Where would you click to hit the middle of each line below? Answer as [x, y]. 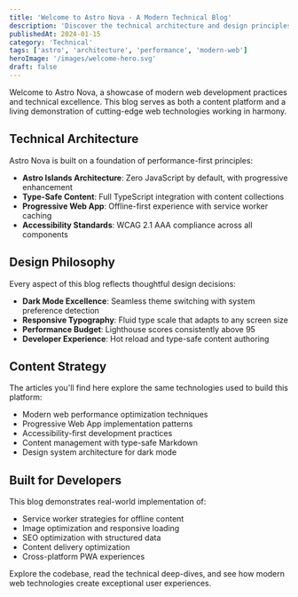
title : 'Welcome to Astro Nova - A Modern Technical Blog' [121, 17]
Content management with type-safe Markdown [110, 443]
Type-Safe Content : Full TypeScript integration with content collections [153, 196]
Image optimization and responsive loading [101, 529]
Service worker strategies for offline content [103, 519]
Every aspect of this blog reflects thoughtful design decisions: [123, 283]
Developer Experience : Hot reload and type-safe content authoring [145, 338]
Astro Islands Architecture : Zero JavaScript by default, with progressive [155, 178]
